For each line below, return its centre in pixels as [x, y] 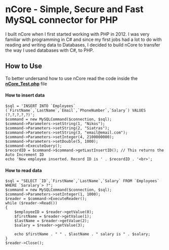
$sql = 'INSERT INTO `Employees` [40, 106]
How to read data [24, 170]
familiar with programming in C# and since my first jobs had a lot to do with [83, 39]
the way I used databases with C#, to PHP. [50, 50]
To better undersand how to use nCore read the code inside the [72, 78]
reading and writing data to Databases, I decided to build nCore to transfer [83, 45]
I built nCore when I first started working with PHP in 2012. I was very [77, 34]
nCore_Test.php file [26, 84]
